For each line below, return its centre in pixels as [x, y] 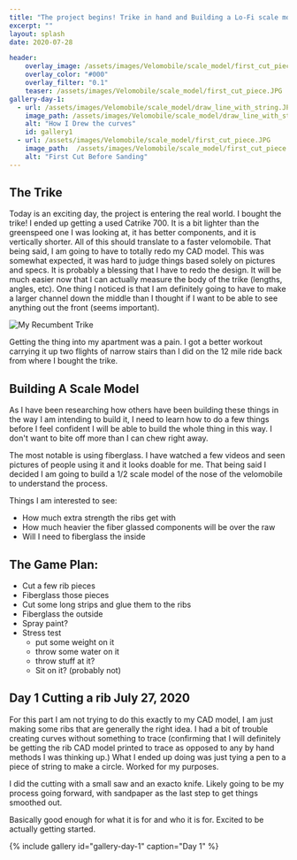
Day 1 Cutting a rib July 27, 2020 [99, 699]
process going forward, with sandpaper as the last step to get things [134, 793]
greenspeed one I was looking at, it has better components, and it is [133, 233]
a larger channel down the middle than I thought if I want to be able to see [144, 298]
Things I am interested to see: [63, 501]
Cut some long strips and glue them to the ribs [107, 605]
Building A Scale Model [74, 389]
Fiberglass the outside [62, 614]
